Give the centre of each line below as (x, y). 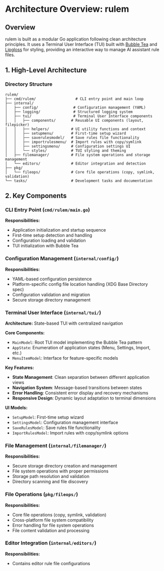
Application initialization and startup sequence (59, 230)
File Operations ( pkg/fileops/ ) (42, 495)
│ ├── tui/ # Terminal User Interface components (79, 116)
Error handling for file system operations (53, 525)
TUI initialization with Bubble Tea (45, 246)
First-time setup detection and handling (52, 235)
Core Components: (25, 333)
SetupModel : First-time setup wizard (48, 417)
